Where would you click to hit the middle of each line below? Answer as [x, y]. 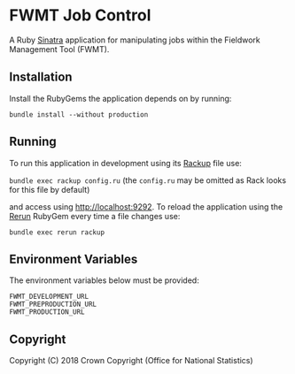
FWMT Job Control [80, 15]
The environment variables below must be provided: [104, 280]
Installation [41, 77]
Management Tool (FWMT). [59, 49]
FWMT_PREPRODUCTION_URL [53, 305]
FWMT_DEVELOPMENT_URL [49, 297]
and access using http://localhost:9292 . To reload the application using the [146, 206]
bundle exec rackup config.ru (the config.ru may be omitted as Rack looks [147, 180]
